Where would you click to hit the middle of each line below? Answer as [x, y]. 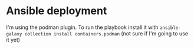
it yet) [13, 40]
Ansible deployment [57, 11]
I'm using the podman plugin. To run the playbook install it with [82, 27]
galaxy [14, 34]
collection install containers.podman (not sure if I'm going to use [106, 33]
